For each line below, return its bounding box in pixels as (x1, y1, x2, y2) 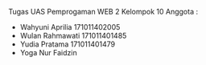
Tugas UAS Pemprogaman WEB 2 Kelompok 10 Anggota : (8, 7, 199, 16)
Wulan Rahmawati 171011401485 (19, 31, 127, 40)
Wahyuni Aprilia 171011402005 (19, 22, 121, 31)
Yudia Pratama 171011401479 (19, 39, 116, 49)
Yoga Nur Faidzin (19, 48, 78, 57)
